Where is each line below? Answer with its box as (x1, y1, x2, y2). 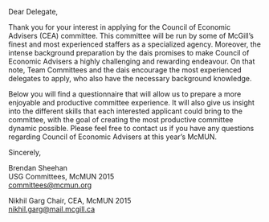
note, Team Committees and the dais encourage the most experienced (8, 65, 243, 75)
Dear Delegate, (8, 7, 59, 16)
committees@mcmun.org (8, 180, 92, 190)
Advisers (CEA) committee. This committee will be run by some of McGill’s (8, 31, 255, 40)
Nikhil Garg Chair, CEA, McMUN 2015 (8, 196, 132, 205)
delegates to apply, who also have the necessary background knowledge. (8, 74, 252, 83)
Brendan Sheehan (8, 163, 68, 172)
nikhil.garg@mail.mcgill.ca (8, 204, 96, 214)
